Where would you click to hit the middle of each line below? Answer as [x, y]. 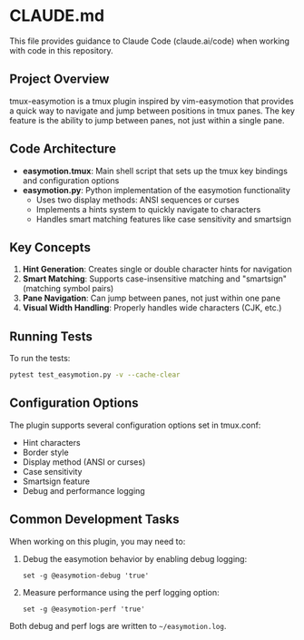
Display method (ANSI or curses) [84, 462]
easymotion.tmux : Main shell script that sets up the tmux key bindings [155, 171]
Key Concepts [50, 247]
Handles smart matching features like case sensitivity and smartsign [164, 219]
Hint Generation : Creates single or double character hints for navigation [157, 270]
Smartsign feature [56, 481]
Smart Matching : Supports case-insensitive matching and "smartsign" [155, 279]
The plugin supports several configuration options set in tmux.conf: [135, 425]
